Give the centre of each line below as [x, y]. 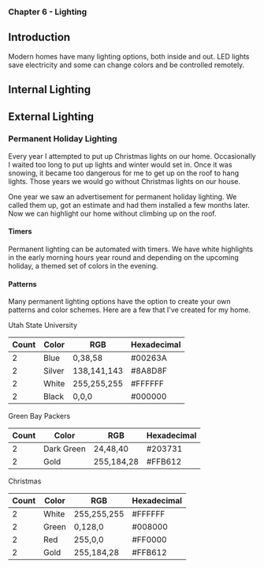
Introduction [39, 38]
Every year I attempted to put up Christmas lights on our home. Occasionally [132, 156]
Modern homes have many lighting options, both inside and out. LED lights [129, 56]
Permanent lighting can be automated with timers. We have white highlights [131, 249]
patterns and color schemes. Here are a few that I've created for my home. [129, 310]
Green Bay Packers [39, 416]
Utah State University [43, 325]
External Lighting [51, 117]
